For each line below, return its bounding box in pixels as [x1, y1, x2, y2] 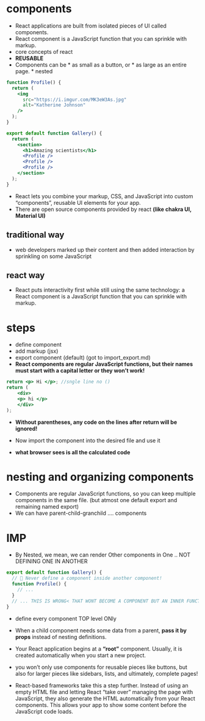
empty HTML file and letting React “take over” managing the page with [15, 688, 193, 695]
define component [15, 341, 62, 349]
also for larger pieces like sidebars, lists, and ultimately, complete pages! [15, 670, 198, 677]
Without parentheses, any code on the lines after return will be [15, 418, 178, 426]
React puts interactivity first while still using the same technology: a [15, 286, 185, 294]
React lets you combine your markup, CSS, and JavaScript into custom [15, 192, 193, 200]
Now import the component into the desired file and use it [15, 437, 160, 444]
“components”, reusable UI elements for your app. [15, 199, 142, 206]
